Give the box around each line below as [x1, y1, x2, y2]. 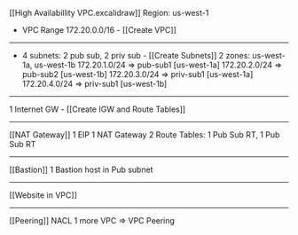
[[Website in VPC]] [9, 190, 77, 200]
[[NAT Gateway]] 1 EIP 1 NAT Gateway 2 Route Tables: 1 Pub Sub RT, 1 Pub [9, 129, 280, 140]
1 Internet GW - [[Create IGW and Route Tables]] [9, 104, 186, 114]
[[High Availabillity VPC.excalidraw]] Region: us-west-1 [9, 8, 209, 18]
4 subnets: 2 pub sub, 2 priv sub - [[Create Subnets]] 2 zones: [21, 51, 251, 60]
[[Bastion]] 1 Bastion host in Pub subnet [9, 164, 153, 175]
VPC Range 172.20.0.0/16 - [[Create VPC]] [21, 25, 177, 35]
